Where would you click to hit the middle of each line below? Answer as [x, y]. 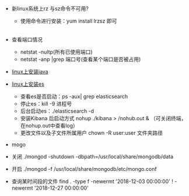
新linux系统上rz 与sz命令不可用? [50, 8]
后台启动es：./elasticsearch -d [57, 111]
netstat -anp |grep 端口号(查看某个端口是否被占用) [80, 59]
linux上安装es [28, 84]
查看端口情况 [27, 39]
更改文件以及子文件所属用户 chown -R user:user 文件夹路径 [92, 133]
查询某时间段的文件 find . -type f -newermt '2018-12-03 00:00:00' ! [92, 181]
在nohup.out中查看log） [49, 125]
